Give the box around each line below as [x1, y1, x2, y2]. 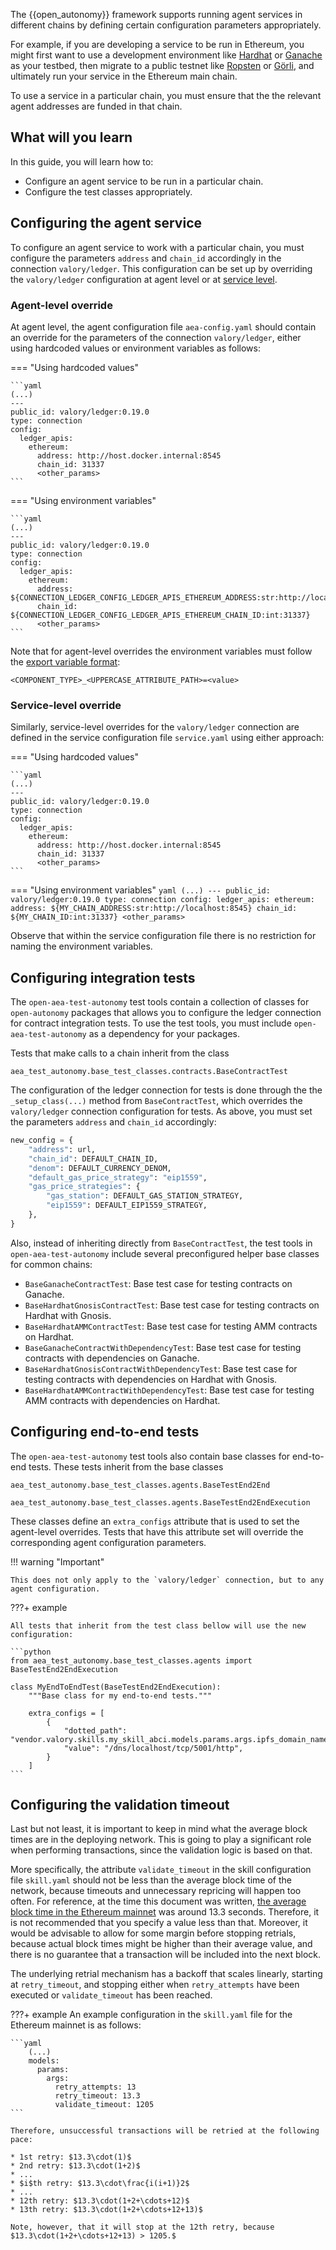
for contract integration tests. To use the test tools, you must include [10, 1017, 292, 1029]
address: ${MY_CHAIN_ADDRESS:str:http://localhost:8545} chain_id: [10, 904, 298, 914]
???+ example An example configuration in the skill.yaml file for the [10, 2009, 293, 2021]
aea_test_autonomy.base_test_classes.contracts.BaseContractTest [10, 1067, 288, 1077]
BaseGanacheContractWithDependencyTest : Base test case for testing [24, 1341, 302, 1353]
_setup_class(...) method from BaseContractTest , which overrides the [10, 1095, 303, 1107]
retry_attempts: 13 [54, 2082, 137, 2093]
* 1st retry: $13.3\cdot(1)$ [10, 2152, 132, 2163]
